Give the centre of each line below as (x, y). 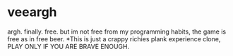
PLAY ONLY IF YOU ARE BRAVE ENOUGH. (68, 46)
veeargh (32, 12)
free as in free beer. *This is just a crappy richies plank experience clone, (114, 38)
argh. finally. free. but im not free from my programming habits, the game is (117, 31)
